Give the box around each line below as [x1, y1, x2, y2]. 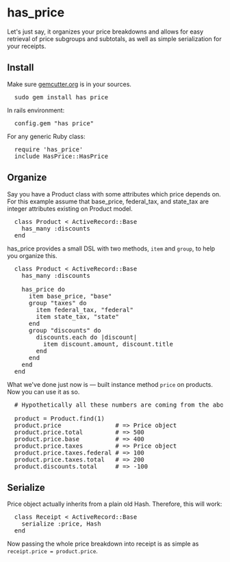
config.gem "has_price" [14, 119, 94, 127]
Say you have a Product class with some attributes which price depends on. [7, 190, 221, 198]
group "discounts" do [28, 327, 101, 334]
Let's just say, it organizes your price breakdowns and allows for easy [7, 27, 204, 36]
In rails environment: [7, 106, 65, 114]
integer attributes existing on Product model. [7, 204, 133, 213]
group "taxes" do [28, 299, 87, 307]
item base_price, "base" [28, 292, 112, 300]
